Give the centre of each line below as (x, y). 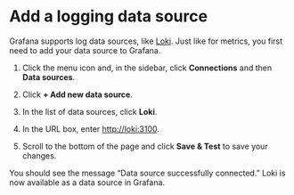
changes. (39, 155)
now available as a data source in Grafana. (87, 182)
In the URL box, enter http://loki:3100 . (91, 129)
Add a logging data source (108, 16)
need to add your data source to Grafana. (85, 50)
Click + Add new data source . (78, 94)
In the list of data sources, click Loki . (90, 111)
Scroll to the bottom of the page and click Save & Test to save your (145, 146)
